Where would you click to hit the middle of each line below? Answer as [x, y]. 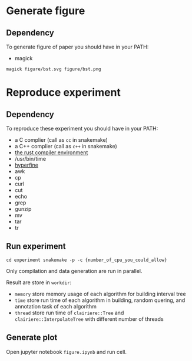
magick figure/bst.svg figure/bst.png [54, 69]
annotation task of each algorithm [56, 306]
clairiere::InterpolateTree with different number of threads [89, 319]
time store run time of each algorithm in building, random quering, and [100, 300]
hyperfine [26, 165]
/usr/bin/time [30, 159]
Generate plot [32, 338]
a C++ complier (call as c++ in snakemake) [66, 146]
